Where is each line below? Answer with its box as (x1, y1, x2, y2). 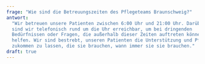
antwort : (6, 15, 29, 21)
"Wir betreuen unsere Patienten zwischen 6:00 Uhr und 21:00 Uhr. (12, 20, 184, 26)
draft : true (6, 49, 37, 55)
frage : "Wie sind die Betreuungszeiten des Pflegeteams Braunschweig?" (6, 9, 192, 15)
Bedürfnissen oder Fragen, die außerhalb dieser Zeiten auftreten (12, 32, 184, 38)
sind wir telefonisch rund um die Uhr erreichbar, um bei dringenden (12, 26, 192, 32)
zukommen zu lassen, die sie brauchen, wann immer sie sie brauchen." (12, 43, 195, 49)
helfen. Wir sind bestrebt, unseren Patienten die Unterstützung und (12, 37, 192, 43)
